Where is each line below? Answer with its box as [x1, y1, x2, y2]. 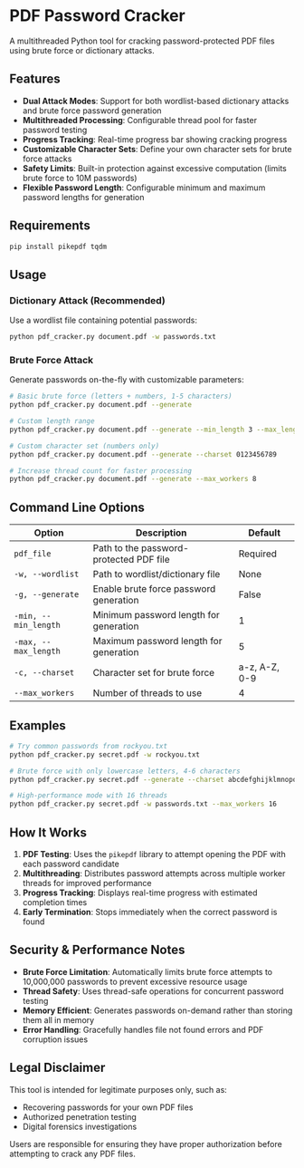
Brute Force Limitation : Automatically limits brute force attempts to [22, 966, 273, 977]
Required [238, 547, 278, 560]
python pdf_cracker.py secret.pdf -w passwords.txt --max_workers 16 [9, 799, 278, 809]
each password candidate [22, 858, 119, 869]
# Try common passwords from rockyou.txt [9, 741, 168, 750]
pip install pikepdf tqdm [9, 242, 107, 251]
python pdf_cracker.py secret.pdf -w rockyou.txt [9, 749, 201, 759]
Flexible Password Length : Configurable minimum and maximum [22, 182, 266, 193]
